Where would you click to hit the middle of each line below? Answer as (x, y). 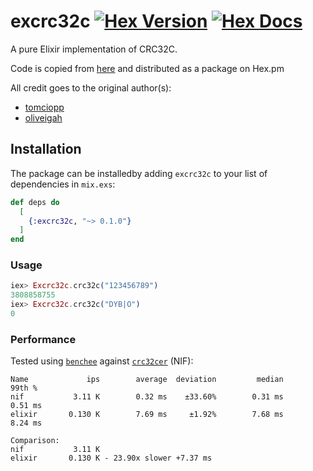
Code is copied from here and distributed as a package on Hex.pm (147, 68)
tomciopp (44, 107)
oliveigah (43, 117)
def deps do (35, 202)
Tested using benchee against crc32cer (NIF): (102, 361)
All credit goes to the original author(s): (91, 87)
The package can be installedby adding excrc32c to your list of (139, 173)
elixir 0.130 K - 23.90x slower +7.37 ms (111, 458)
